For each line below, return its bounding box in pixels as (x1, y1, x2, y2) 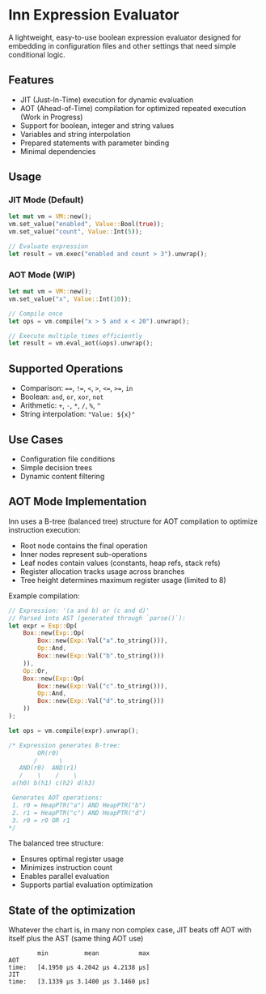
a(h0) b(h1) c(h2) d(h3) (11, 779, 95, 787)
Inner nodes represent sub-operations (19, 549, 148, 559)
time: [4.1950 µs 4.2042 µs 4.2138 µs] (8, 963, 150, 972)
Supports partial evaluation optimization (19, 880, 154, 889)
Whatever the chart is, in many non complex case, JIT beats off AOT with (8, 925, 252, 935)
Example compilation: (8, 590, 80, 601)
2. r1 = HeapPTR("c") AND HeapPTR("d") (11, 808, 147, 816)
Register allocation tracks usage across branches (19, 566, 185, 576)
